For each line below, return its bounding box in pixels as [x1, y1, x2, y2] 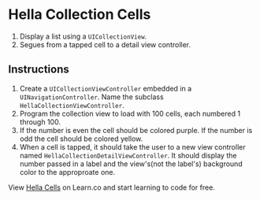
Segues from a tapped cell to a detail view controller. [19, 39, 191, 49]
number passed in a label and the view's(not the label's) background [19, 159, 243, 169]
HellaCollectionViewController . [19, 100, 124, 109]
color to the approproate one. [19, 167, 116, 176]
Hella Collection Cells [8, 6, 151, 24]
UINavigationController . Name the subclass [19, 92, 164, 102]
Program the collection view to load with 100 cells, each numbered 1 [19, 109, 241, 118]
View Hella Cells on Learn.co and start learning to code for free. [8, 183, 215, 192]
